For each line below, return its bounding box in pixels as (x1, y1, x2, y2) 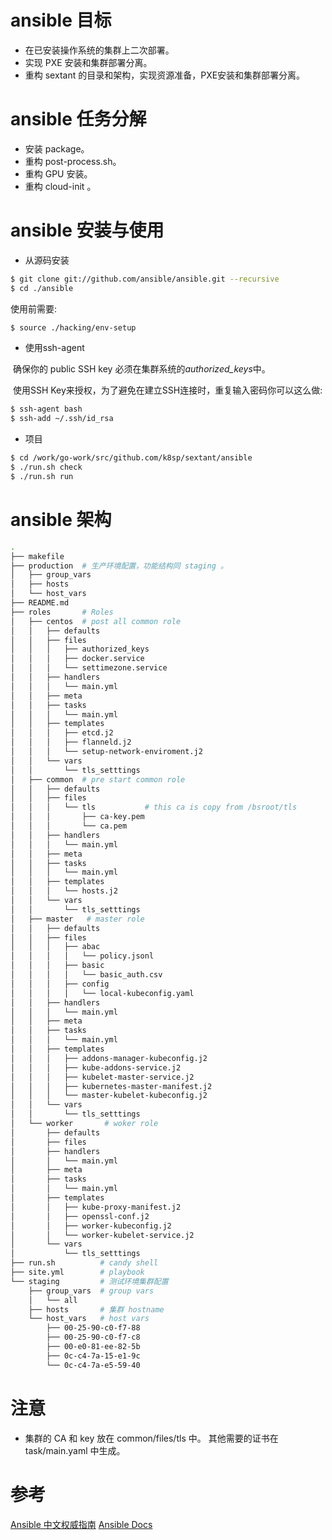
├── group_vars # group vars (28, 1286, 155, 1296)
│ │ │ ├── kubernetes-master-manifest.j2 (10, 1081, 213, 1091)
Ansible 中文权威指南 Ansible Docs (10, 1518, 153, 1530)
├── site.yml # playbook (10, 1267, 145, 1277)
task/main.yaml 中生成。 (24, 1444, 126, 1456)
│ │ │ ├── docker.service (10, 654, 145, 664)
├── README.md (10, 598, 70, 608)
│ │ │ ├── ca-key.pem (10, 812, 145, 822)
